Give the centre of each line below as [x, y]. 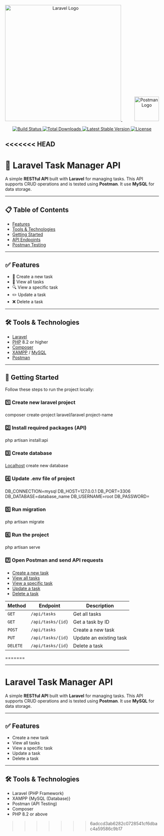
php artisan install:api [27, 440]
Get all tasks [87, 614]
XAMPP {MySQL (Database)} [41, 799]
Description [100, 606]
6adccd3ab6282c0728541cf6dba [124, 824]
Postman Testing [29, 245]
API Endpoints [26, 240]
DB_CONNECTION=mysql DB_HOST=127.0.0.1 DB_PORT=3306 [68, 491]
